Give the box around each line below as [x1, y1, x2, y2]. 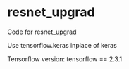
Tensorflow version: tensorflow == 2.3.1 [7, 54, 122, 63]
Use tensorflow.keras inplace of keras [7, 41, 118, 49]
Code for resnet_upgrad [7, 27, 77, 36]
